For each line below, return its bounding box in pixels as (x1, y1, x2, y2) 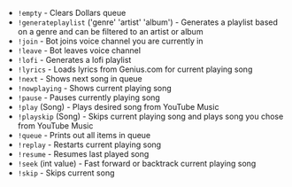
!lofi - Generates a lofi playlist (17, 55, 132, 65)
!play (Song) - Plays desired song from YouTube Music (17, 102, 219, 112)
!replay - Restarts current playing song (17, 139, 162, 150)
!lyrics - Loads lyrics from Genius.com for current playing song (17, 64, 253, 74)
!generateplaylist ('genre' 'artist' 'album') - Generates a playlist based (17, 17, 279, 27)
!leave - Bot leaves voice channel (17, 45, 142, 56)
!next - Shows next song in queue (17, 74, 143, 83)
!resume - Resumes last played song (17, 149, 150, 159)
